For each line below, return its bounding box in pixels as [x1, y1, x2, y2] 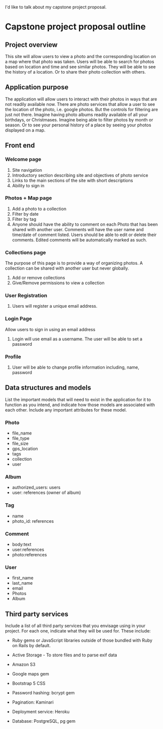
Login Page [5, 315, 33, 322]
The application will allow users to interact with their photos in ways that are [5, 96, 157, 102]
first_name [12, 575, 34, 581]
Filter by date [12, 211, 39, 217]
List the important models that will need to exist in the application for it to [5, 396, 151, 402]
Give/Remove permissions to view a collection [12, 280, 105, 286]
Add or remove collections [12, 275, 65, 281]
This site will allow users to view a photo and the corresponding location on [5, 54, 156, 59]
